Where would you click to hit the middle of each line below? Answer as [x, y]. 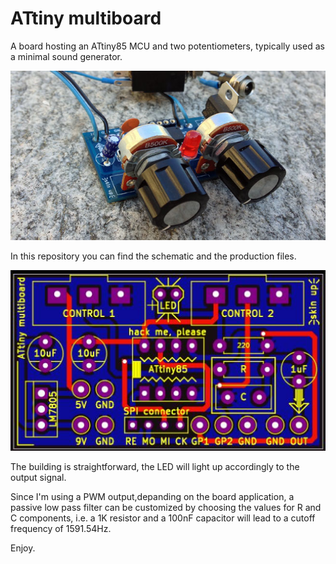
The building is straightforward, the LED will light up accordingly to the [155, 466]
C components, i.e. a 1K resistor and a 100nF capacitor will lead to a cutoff [163, 518]
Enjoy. [23, 548]
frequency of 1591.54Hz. [61, 528]
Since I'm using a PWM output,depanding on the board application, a [152, 496]
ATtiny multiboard [86, 18]
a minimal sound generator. [66, 56]
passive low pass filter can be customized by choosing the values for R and [166, 507]
